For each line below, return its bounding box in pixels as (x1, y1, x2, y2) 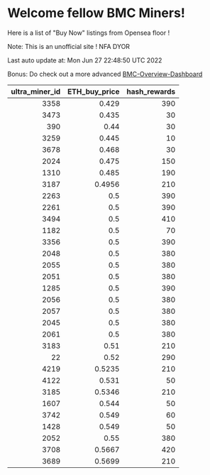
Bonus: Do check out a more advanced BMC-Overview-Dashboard (7, 70, 203, 78)
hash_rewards (126, 87, 176, 97)
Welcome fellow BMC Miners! (7, 5, 186, 21)
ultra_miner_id (11, 87, 61, 97)
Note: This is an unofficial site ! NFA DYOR (7, 42, 130, 50)
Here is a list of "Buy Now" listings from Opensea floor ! (7, 28, 170, 37)
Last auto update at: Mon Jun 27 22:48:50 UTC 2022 (7, 55, 162, 65)
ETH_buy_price (67, 87, 120, 97)
